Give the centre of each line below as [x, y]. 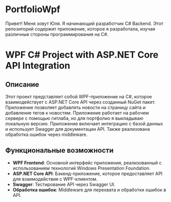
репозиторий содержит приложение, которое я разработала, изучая [80, 28]
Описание [22, 84]
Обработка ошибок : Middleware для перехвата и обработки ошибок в [89, 190]
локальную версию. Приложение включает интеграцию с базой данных [84, 124]
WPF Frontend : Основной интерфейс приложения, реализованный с [87, 163]
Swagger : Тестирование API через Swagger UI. [64, 184]
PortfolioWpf [33, 9]
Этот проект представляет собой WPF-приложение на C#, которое [79, 96]
